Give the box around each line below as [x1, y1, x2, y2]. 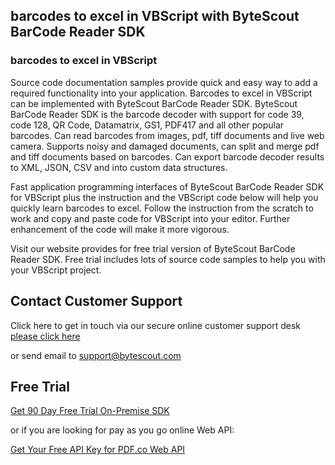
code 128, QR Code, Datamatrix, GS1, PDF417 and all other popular [10, 119, 285, 131]
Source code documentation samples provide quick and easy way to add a [10, 76, 318, 88]
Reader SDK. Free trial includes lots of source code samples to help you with [10, 253, 326, 265]
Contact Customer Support [10, 293, 183, 310]
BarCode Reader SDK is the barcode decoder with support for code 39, [10, 108, 305, 120]
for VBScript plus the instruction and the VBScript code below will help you [10, 191, 319, 203]
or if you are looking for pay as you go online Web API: [10, 424, 235, 436]
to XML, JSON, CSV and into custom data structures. [10, 161, 228, 173]
